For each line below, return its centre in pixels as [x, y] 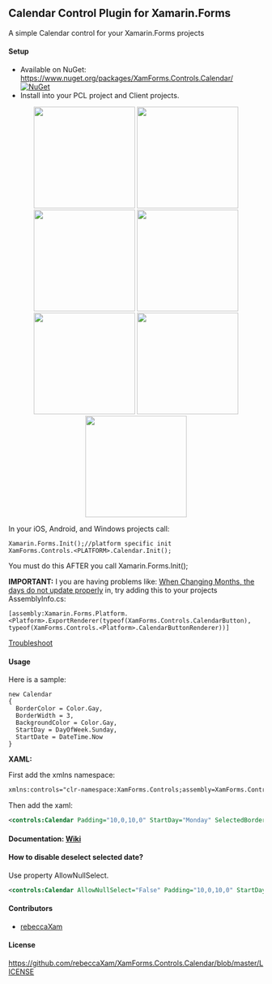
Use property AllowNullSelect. [59, 875]
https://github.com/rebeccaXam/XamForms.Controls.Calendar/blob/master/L [136, 963]
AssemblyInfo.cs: [37, 599]
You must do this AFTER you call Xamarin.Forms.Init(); [98, 566]
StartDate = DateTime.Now [59, 737]
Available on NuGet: [53, 70]
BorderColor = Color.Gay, [59, 709]
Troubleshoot [31, 643]
